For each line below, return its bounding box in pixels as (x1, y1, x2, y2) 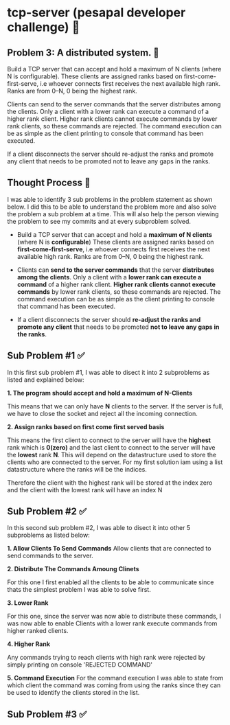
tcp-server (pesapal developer (7, 5, 186, 21)
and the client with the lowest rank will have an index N (7, 485, 163, 494)
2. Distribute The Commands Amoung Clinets (7, 565, 139, 573)
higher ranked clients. (7, 627, 69, 635)
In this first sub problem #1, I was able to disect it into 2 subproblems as (7, 368, 210, 376)
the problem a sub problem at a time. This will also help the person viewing (7, 209, 219, 218)
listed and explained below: (7, 376, 84, 384)
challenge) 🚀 (7, 19, 80, 35)
